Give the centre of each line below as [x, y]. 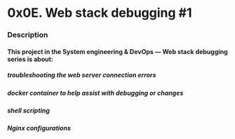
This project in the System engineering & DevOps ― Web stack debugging [117, 51]
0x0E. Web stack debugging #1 [100, 13]
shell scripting [29, 111]
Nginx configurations [39, 128]
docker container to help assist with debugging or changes [95, 93]
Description [28, 35]
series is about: [31, 59]
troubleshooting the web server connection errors [82, 75]
